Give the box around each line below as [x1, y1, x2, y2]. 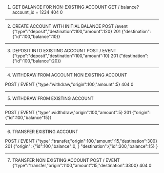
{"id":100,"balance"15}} [5, 115, 52, 120]
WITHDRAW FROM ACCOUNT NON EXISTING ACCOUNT [12, 72, 127, 77]
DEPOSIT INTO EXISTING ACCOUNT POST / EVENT [12, 48, 117, 53]
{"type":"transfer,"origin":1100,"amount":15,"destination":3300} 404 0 [12, 163, 152, 168]
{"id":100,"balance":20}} [12, 58, 61, 64]
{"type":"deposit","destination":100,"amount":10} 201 [12, 53, 118, 58]
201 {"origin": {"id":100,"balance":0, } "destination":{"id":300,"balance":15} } [5, 143, 158, 149]
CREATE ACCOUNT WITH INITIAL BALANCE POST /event [12, 23, 128, 29]
